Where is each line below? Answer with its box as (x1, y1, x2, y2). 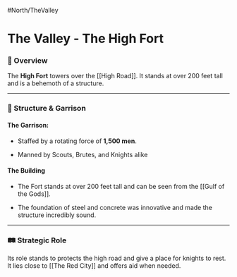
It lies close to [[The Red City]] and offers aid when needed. (7, 261, 181, 270)
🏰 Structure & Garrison (7, 104, 86, 113)
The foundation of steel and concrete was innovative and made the (17, 203, 213, 211)
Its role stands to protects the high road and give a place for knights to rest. (7, 254, 226, 263)
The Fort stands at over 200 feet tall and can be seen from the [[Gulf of (17, 182, 225, 190)
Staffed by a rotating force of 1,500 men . (17, 137, 138, 145)
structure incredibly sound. (17, 211, 97, 219)
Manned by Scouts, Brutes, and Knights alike (17, 150, 148, 159)
